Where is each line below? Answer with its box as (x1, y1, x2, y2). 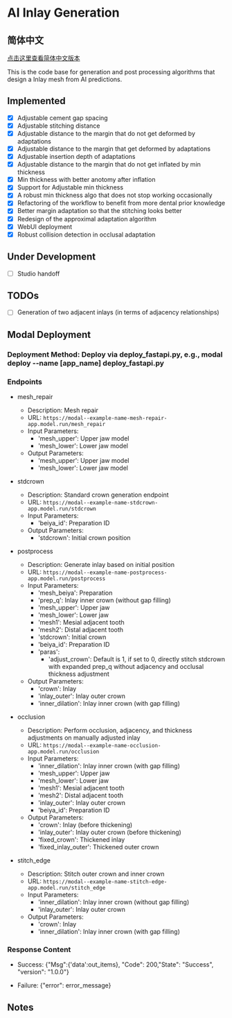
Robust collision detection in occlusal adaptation (17, 230, 156, 239)
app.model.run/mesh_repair (27, 421, 106, 428)
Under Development (7, 251, 96, 263)
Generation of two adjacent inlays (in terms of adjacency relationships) (17, 308, 220, 316)
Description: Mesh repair (27, 406, 99, 414)
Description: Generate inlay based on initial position (27, 561, 175, 569)
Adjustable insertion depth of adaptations (17, 153, 136, 161)
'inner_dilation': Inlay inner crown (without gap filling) (37, 898, 190, 906)
